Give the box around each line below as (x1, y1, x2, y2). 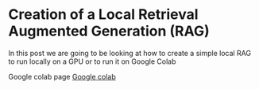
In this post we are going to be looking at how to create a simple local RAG (8, 48, 252, 57)
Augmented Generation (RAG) (8, 22, 211, 40)
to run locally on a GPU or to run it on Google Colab (8, 57, 176, 66)
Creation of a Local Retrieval (8, 6, 199, 24)
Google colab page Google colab (8, 72, 117, 81)
